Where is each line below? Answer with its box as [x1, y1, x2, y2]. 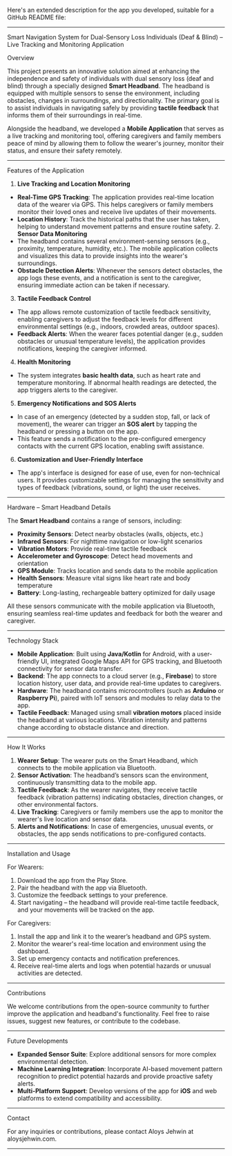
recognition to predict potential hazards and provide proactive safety [17, 1072, 213, 1080]
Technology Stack [7, 636, 59, 645]
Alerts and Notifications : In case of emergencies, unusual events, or [17, 823, 214, 830]
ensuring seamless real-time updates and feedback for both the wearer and [7, 609, 223, 617]
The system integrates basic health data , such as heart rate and [17, 371, 201, 379]
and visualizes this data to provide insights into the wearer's [17, 252, 188, 259]
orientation [17, 559, 48, 567]
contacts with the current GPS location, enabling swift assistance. [17, 442, 205, 450]
